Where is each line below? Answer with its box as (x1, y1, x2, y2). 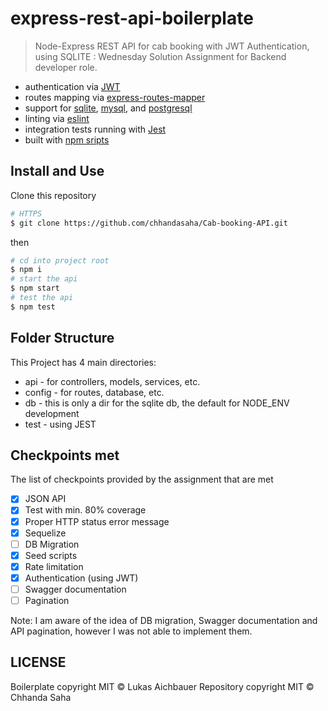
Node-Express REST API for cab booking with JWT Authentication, (34, 40, 310, 52)
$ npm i (10, 265, 43, 275)
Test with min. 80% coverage (24, 504, 147, 516)
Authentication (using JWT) (24, 572, 139, 584)
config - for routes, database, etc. (24, 386, 165, 398)
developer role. (34, 61, 98, 73)
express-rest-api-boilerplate (10, 7, 254, 30)
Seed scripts (24, 549, 78, 561)
